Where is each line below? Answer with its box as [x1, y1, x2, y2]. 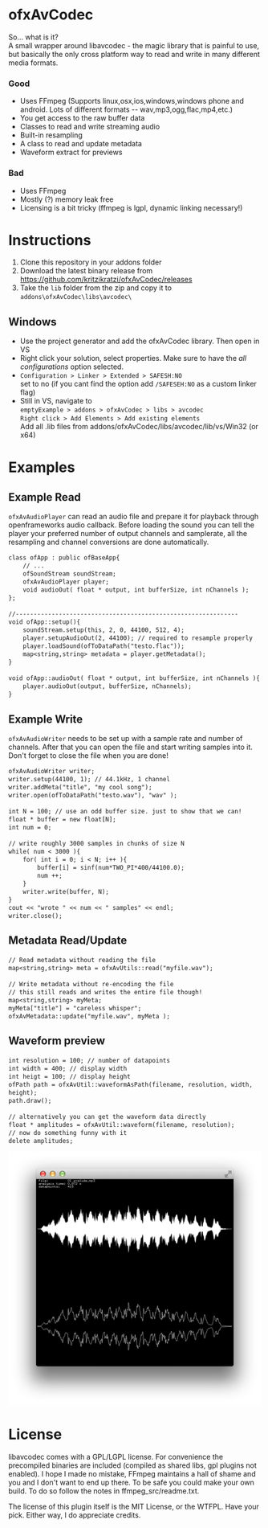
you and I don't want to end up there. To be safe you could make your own [8, 1477, 255, 1487]
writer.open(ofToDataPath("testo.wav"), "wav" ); [8, 792, 178, 800]
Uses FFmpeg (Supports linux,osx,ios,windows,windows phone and [19, 96, 245, 106]
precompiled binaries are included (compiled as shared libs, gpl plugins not [8, 1460, 257, 1470]
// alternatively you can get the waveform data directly [8, 1112, 206, 1120]
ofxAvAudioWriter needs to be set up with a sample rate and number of [8, 734, 243, 744]
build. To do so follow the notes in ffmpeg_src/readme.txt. [8, 1485, 200, 1496]
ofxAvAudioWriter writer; [8, 768, 95, 776]
